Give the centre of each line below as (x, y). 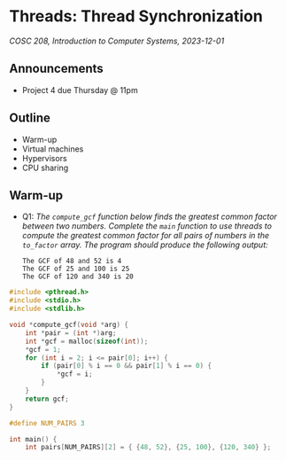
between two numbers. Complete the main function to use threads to (147, 226)
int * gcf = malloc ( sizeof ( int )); (87, 341)
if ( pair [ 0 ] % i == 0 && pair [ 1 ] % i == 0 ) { (127, 366)
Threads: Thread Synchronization (136, 16)
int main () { (33, 439)
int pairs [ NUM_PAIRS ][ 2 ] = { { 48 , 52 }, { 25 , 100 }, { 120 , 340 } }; (148, 448)
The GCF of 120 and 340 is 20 (78, 277)
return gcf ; (47, 399)
